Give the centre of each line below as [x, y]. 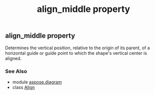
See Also [16, 71]
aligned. [13, 58]
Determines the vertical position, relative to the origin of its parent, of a [77, 48]
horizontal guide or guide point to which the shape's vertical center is [76, 53]
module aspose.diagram [37, 82]
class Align [24, 87]
